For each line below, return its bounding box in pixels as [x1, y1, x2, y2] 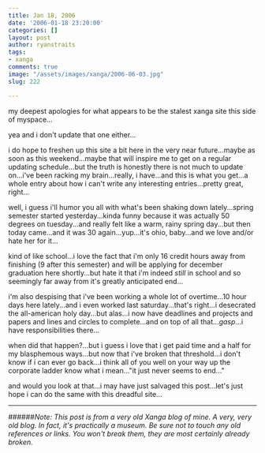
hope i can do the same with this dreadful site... [8, 389, 163, 399]
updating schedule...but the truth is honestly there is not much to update [8, 162, 244, 171]
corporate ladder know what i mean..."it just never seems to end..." [8, 365, 225, 375]
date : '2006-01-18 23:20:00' [8, 19, 104, 27]
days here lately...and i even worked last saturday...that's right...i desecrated [8, 300, 256, 309]
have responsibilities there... [8, 325, 100, 335]
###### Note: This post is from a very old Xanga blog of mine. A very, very [8, 412, 252, 421]
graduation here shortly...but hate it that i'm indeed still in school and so [8, 268, 241, 277]
